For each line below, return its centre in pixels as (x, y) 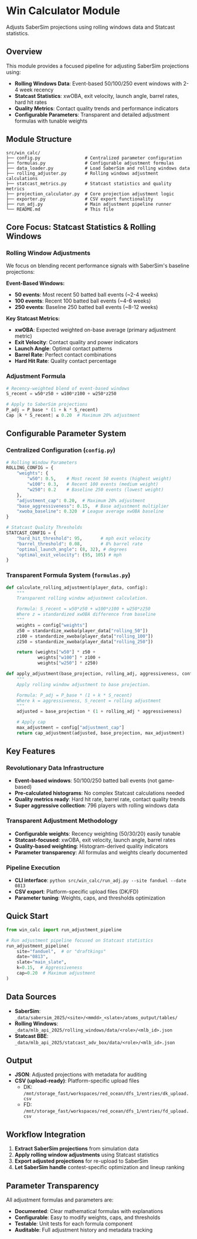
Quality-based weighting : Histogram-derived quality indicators (91, 846)
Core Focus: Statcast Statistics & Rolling (81, 227)
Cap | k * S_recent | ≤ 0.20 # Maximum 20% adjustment (73, 415)
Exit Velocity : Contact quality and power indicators (76, 342)
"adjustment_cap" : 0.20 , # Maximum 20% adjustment (81, 500)
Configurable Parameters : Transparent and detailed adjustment (92, 114)
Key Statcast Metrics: (33, 318)
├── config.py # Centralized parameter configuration (94, 158)
